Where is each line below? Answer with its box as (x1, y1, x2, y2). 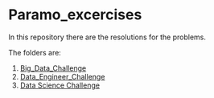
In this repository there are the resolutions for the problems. (8, 32, 207, 42)
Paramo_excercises (8, 6, 142, 24)
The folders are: (8, 47, 62, 57)
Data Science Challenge (19, 80, 101, 90)
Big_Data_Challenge (19, 63, 87, 73)
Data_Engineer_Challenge (19, 71, 105, 81)
